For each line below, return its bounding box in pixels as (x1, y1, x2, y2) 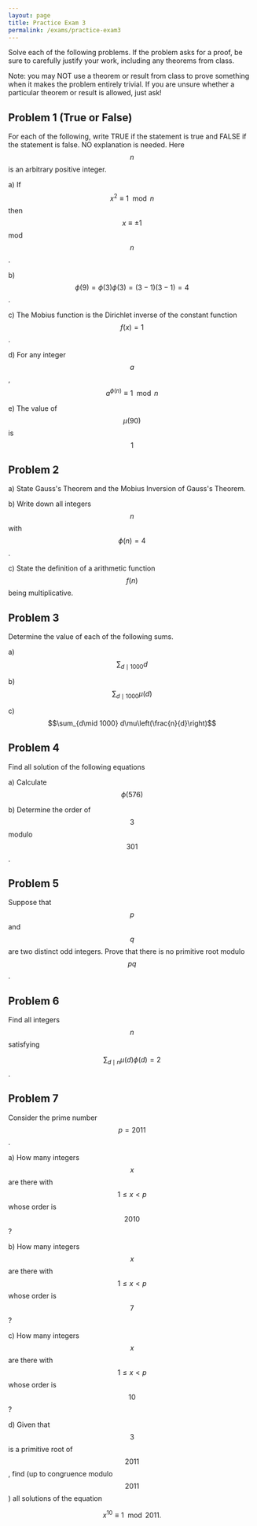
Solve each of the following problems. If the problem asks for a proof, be (8, 48, 243, 57)
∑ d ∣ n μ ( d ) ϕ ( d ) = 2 (103, 1055, 161, 1066)
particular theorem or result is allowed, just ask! (8, 88, 163, 98)
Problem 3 (8, 611, 60, 624)
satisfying (8, 1040, 40, 1049)
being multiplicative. (8, 588, 74, 598)
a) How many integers (8, 1152, 80, 1162)
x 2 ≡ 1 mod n (109, 192, 155, 203)
